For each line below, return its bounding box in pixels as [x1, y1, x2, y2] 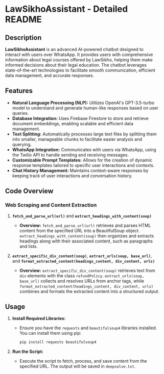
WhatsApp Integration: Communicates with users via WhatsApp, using [12, 146, 157, 153]
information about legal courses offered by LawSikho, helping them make [5, 57, 153, 62]
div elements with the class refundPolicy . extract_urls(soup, [19, 272, 144, 278]
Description [5, 33, 42, 42]
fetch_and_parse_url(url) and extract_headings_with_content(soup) [12, 213, 152, 219]
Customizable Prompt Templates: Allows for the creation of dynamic [12, 157, 153, 163]
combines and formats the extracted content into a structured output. [19, 288, 160, 294]
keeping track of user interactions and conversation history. [12, 173, 133, 179]
